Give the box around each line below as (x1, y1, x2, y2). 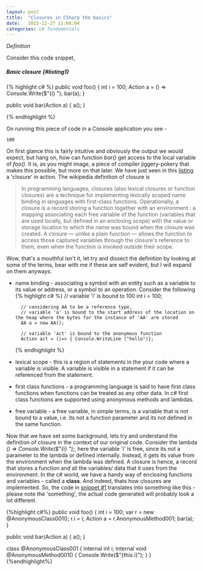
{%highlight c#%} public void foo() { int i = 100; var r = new (6, 508, 155, 516)
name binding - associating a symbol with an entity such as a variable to (15, 280, 196, 287)
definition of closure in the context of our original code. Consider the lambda (6, 439, 198, 446)
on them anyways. (6, 268, 53, 275)
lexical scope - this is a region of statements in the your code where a (15, 359, 190, 366)
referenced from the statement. (15, 371, 94, 379)
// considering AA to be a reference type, (21, 304, 132, 310)
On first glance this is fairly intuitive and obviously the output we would (6, 147, 184, 155)
